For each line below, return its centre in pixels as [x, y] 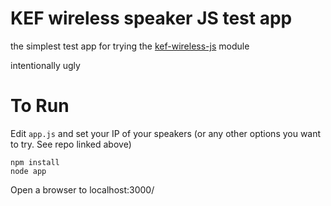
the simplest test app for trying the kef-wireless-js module [130, 46]
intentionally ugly [45, 65]
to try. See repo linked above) [71, 144]
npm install [35, 162]
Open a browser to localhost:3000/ [82, 189]
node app [28, 171]
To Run [40, 106]
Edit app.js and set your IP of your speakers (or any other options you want [166, 133]
